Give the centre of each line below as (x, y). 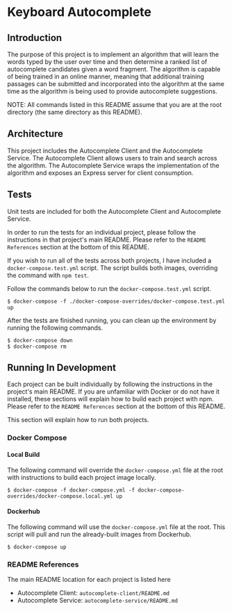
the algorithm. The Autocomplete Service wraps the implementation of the (114, 165)
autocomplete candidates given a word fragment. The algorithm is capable (114, 69)
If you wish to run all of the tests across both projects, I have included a (109, 260)
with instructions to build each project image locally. (82, 477)
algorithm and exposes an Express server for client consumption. (100, 173)
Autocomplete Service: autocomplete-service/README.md (98, 601)
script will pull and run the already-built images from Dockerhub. (100, 534)
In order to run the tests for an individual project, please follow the (102, 232)
